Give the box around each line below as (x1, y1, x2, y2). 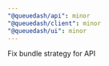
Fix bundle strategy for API (7, 49, 96, 59)
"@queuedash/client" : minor (7, 19, 102, 27)
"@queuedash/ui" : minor (7, 27, 87, 35)
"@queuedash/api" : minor (7, 11, 91, 20)
